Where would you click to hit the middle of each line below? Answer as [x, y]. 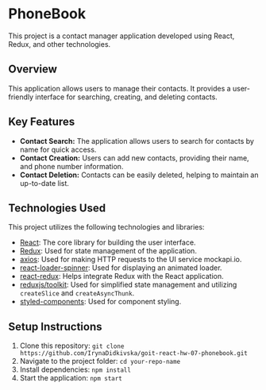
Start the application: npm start [71, 378]
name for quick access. [58, 149]
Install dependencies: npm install [75, 369]
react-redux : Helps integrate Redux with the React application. [121, 276]
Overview [33, 70]
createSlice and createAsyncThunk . [77, 293]
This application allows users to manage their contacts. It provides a [120, 88]
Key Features [42, 122]
